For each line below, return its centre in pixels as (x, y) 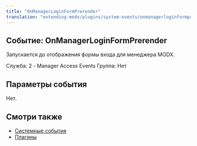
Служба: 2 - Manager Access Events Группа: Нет (67, 66)
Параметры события (47, 84)
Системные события (40, 131)
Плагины (26, 137)
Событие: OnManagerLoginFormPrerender (86, 41)
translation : (22, 17)
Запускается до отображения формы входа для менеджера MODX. (90, 55)
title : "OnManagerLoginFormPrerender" (53, 11)
